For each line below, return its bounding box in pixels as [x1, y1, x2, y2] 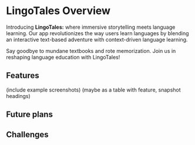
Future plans [6, 110, 53, 120]
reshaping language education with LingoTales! [6, 53, 120, 60]
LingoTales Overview [6, 4, 110, 18]
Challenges [6, 129, 49, 139]
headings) [6, 92, 31, 99]
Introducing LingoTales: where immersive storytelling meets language [6, 23, 176, 31]
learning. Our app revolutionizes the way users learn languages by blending [6, 29, 189, 36]
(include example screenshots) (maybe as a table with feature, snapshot [6, 86, 181, 93]
